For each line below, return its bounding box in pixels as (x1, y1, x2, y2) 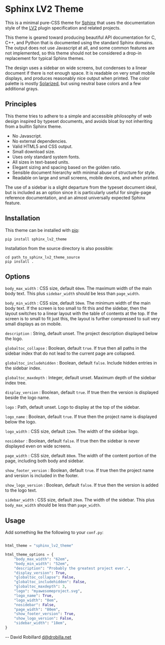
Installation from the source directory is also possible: (5, 245, 114, 251)
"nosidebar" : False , (14, 602, 56, 607)
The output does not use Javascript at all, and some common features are (5, 45, 155, 51)
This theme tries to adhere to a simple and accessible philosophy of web (5, 113, 152, 119)
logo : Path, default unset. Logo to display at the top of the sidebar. (5, 404, 140, 410)
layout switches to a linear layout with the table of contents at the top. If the (5, 310, 158, 316)
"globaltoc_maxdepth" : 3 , (14, 584, 67, 589)
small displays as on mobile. (5, 321, 62, 327)
